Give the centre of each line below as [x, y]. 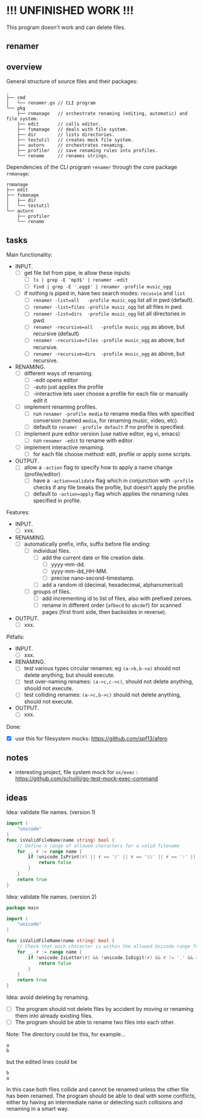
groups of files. [52, 591]
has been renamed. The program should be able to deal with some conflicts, [101, 1096]
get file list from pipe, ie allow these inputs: [77, 273]
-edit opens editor [56, 380]
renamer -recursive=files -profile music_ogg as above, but [109, 340]
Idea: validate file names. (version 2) [52, 897]
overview [24, 67]
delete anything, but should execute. [69, 675]
